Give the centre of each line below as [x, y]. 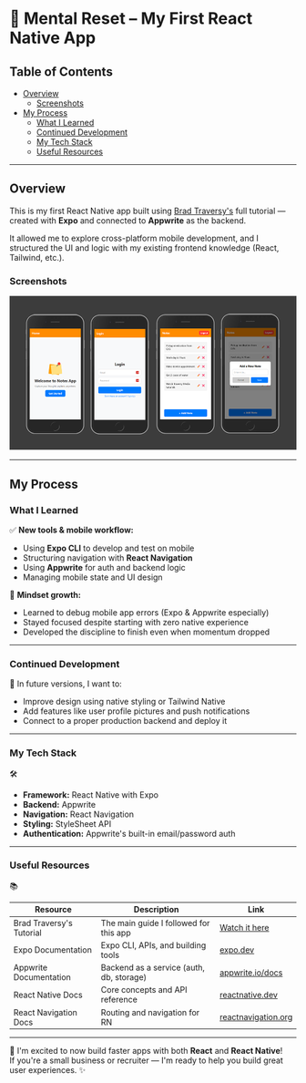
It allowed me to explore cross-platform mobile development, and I [134, 238]
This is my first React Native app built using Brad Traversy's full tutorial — [148, 211]
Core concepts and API [144, 990]
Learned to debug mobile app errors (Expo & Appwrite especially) [146, 612]
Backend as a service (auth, [153, 968]
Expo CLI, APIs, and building [153, 945]
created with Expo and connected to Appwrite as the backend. [128, 220]
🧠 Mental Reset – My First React [131, 19]
